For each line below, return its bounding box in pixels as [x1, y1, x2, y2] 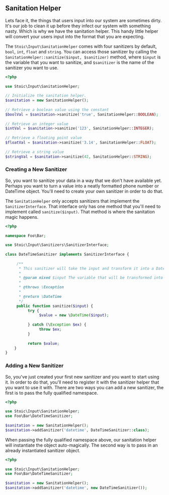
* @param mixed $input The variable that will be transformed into [18, 275, 163, 280]
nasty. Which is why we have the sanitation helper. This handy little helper [5, 28, 158, 34]
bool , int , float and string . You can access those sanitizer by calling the [5, 48, 157, 54]
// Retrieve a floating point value [5, 136, 82, 141]
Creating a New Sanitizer [5, 166, 67, 173]
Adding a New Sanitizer [5, 362, 64, 369]
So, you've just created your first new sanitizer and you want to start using [5, 374, 159, 380]
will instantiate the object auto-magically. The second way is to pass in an [5, 442, 158, 448]
